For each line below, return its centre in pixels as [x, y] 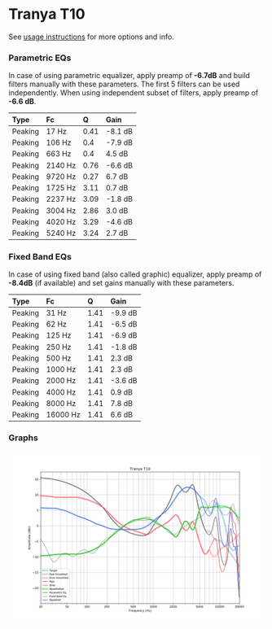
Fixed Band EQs [40, 256]
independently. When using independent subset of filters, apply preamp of [134, 93]
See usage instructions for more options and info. [92, 37]
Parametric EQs [40, 58]
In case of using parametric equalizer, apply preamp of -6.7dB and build [129, 76]
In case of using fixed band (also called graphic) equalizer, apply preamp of [135, 274]
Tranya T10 [47, 14]
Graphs [23, 438]
